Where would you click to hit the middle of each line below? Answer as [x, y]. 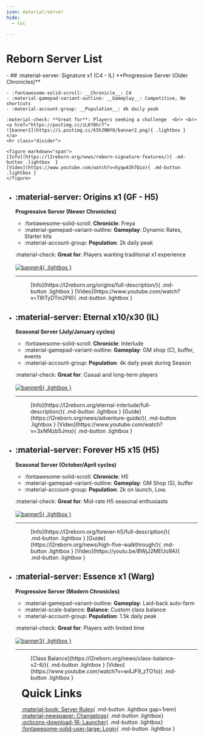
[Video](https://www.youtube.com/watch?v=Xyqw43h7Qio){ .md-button [93, 168]
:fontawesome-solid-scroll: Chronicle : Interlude [84, 343]
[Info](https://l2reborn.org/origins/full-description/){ [95, 285]
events [32, 356]
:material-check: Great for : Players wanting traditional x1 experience [100, 255]
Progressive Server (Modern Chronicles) [67, 591]
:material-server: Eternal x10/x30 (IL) [87, 317]
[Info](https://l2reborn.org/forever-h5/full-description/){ [100, 531]
